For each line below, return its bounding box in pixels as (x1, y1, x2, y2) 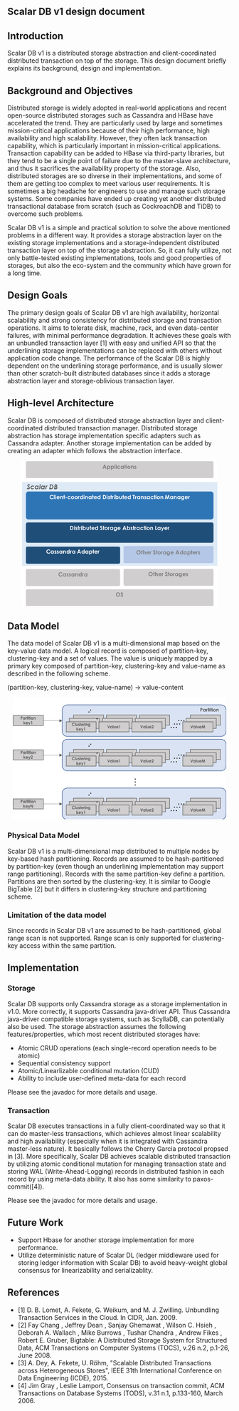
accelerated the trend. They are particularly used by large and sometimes (7, 119, 223, 128)
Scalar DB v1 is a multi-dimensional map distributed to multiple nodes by (7, 847, 219, 855)
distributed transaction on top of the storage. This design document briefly (7, 56, 226, 65)
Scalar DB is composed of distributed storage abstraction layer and (7, 416, 205, 425)
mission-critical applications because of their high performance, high (7, 126, 210, 135)
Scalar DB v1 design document (7, 6, 146, 18)
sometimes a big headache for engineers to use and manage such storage (7, 187, 225, 195)
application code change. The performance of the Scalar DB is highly (7, 353, 211, 362)
